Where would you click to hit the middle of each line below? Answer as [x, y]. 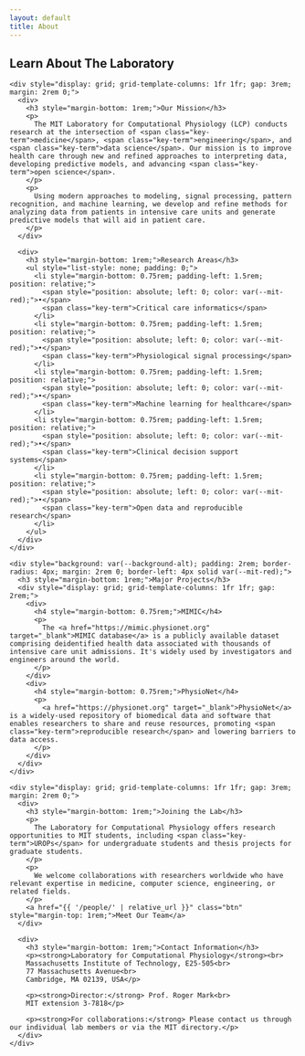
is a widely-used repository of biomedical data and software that [141, 716]
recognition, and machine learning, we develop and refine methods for [148, 205]
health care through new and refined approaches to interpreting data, [148, 156]
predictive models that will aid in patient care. [108, 220]
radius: [24, 572]
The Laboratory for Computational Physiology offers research [154, 828]
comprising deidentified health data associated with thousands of [141, 644]
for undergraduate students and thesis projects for [189, 844]
